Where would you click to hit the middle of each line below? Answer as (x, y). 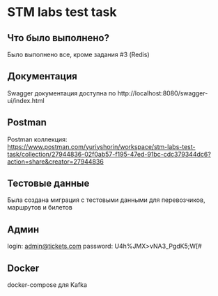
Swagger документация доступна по (62, 93)
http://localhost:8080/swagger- (163, 93)
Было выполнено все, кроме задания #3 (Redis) (78, 54)
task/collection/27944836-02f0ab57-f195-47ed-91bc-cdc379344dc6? (109, 154)
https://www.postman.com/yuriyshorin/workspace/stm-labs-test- (101, 146)
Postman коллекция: (37, 139)
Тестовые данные (48, 184)
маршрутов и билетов (40, 208)
